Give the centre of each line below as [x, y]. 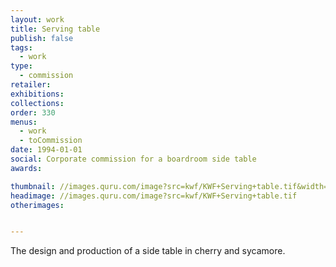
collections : [37, 103]
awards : [26, 168]
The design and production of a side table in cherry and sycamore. [148, 251]
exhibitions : [37, 94]
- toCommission [51, 141]
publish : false [42, 38]
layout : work [37, 19]
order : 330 [33, 112]
